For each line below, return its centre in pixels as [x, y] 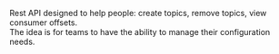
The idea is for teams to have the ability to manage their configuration [140, 32]
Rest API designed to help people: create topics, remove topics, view [138, 13]
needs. [22, 41]
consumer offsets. [44, 22]
